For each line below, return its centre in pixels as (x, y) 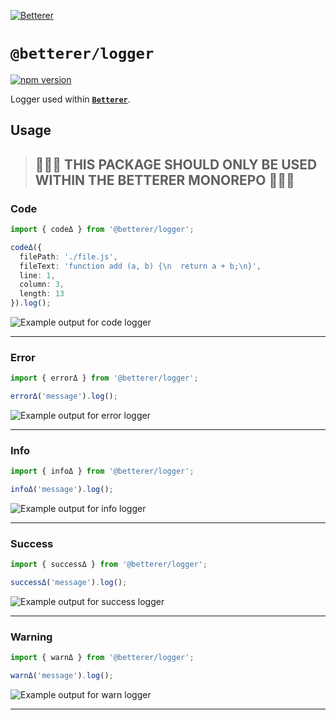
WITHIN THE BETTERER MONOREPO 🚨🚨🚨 (164, 180)
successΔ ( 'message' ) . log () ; (69, 583)
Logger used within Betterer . (70, 99)
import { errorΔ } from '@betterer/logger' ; (104, 378)
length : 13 (42, 294)
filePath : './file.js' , (68, 256)
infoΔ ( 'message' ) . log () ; (62, 490)
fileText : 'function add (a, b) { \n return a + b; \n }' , (140, 266)
